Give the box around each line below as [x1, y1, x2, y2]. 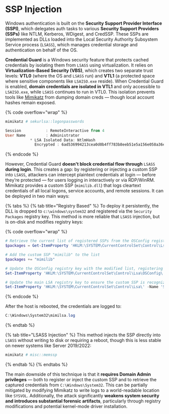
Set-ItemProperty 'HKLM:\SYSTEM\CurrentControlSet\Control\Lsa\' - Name [5, 285, 158, 290]
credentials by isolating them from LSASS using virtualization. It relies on [5, 62, 153, 68]
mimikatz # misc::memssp [5, 353, 57, 358]
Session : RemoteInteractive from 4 [5, 128, 105, 133]
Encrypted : [34, 142, 59, 147]
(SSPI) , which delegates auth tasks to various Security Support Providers [5, 25, 159, 31]
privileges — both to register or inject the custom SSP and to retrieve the [5, 377, 157, 383]
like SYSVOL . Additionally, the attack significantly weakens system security [5, 393, 159, 399]
